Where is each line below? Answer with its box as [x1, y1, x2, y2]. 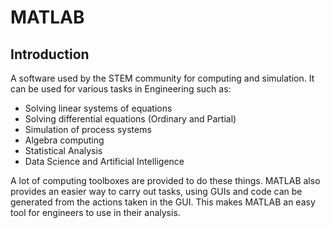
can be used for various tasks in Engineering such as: [10, 83, 232, 95]
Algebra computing [24, 134, 105, 146]
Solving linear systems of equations [24, 102, 173, 114]
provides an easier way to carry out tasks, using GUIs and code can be [10, 186, 303, 197]
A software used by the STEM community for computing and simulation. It [10, 72, 315, 84]
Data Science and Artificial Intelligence [24, 156, 185, 167]
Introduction [10, 46, 90, 63]
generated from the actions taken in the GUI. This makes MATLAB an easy [10, 196, 316, 208]
